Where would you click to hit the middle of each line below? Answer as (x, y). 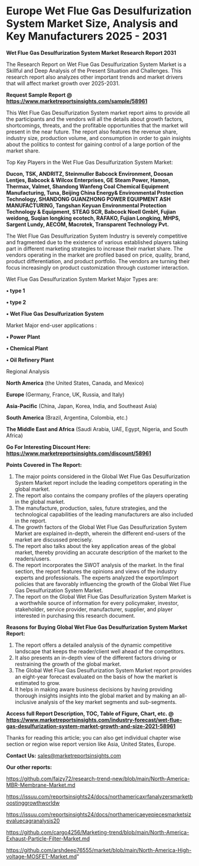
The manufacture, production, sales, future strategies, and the (91, 508)
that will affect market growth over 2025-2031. (63, 83)
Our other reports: (29, 767)
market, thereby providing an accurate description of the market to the (101, 552)
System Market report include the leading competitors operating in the (101, 482)
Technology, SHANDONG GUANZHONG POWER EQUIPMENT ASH (89, 199)
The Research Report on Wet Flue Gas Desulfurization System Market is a (96, 64)
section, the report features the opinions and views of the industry (96, 571)
